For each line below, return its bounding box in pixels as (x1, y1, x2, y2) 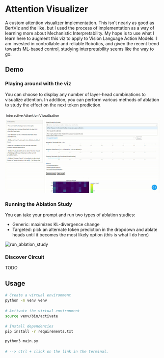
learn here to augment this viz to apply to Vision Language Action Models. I (5, 35, 157, 41)
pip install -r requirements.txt (5, 329, 74, 334)
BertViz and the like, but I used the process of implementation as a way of (5, 25, 155, 31)
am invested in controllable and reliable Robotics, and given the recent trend (5, 40, 160, 46)
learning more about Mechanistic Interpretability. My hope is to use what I (5, 30, 155, 36)
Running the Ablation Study (5, 200, 73, 207)
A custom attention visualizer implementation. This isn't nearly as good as (5, 20, 155, 26)
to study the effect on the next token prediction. (5, 102, 102, 108)
